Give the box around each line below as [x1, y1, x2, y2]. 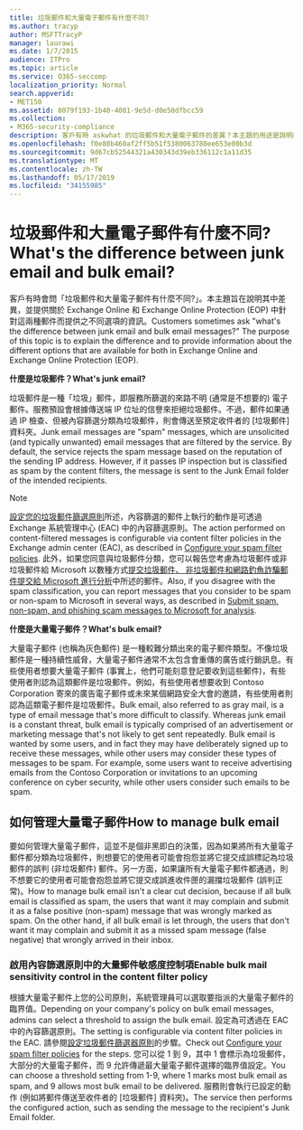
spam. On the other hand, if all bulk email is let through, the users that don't [9, 915, 290, 926]
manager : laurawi [9, 38, 75, 48]
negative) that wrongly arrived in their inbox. [9, 934, 174, 945]
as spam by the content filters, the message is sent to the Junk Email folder [9, 466, 289, 476]
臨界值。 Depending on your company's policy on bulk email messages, [9, 1003, 274, 1014]
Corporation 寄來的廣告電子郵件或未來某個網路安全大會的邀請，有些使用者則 [9, 688, 293, 699]
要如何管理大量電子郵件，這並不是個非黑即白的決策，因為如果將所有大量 [9, 840, 278, 851]
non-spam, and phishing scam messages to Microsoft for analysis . [9, 605, 257, 616]
